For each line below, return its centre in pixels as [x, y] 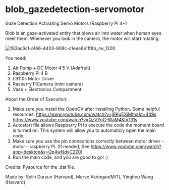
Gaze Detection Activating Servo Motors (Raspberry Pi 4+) [66, 23]
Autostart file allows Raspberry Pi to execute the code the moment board [88, 125]
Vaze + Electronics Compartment [47, 89]
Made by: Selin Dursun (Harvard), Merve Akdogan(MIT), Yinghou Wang [79, 177]
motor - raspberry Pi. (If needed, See [51, 146]
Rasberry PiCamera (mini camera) [48, 84]
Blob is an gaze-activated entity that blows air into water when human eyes [83, 33]
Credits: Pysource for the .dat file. [40, 167]
